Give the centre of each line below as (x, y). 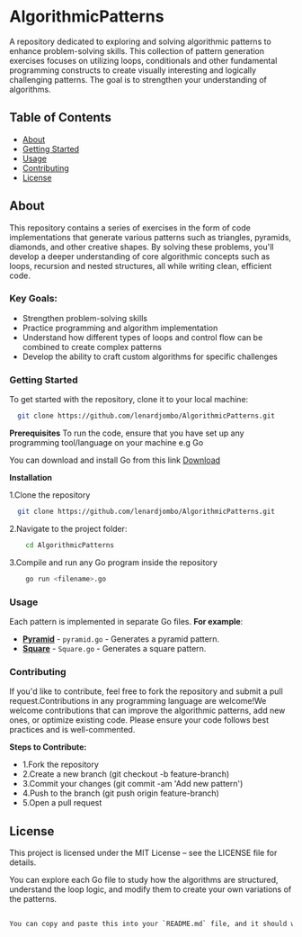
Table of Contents (61, 117)
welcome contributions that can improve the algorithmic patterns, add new (147, 711)
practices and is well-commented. (72, 730)
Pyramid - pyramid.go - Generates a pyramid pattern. (121, 639)
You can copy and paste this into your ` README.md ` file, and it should (148, 923)
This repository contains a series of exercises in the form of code (130, 228)
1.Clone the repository (50, 495)
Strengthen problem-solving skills (85, 318)
